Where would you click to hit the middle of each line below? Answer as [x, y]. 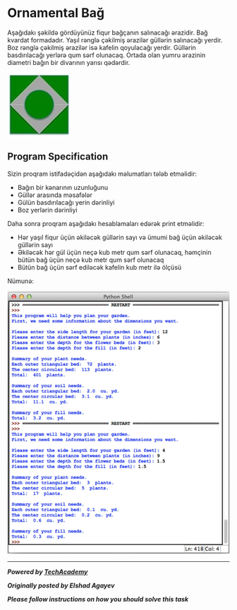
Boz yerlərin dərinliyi [47, 210]
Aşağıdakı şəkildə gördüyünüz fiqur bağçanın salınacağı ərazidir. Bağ [108, 32]
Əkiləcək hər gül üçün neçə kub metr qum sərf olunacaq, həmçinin [114, 252]
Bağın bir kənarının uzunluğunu [63, 187]
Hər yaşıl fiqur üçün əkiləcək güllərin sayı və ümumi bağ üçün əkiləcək [120, 237]
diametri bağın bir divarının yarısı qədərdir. [69, 62]
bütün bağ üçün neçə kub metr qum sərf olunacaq [91, 260]
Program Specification [58, 157]
